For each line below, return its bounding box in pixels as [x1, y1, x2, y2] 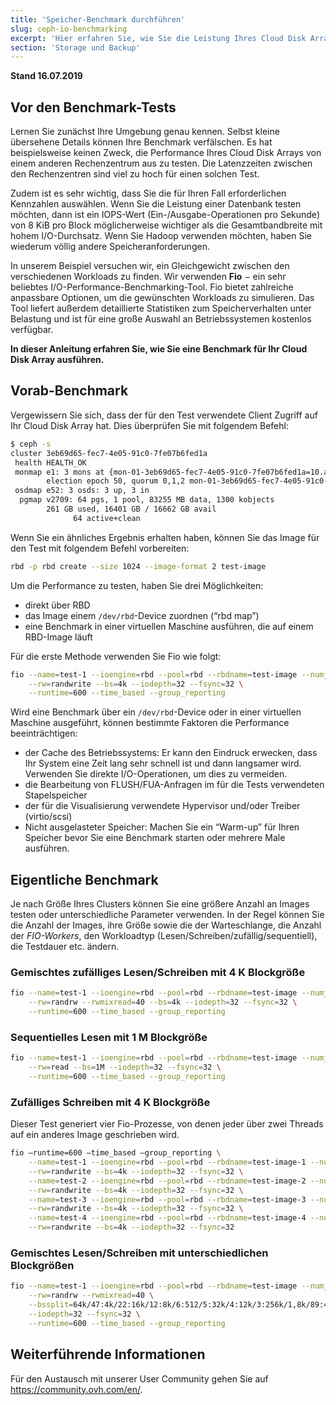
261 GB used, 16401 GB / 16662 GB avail [46, 504, 217, 514]
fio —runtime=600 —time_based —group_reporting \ [10, 1148, 222, 1158]
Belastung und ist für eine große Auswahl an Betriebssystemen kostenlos [10, 313, 312, 325]
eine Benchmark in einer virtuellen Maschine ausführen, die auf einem [24, 620, 314, 632]
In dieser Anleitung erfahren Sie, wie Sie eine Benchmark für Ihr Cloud [10, 343, 308, 355]
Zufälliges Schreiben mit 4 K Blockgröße [10, 1095, 211, 1109]
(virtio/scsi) [24, 811, 73, 823]
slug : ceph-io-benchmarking [10, 24, 128, 34]
